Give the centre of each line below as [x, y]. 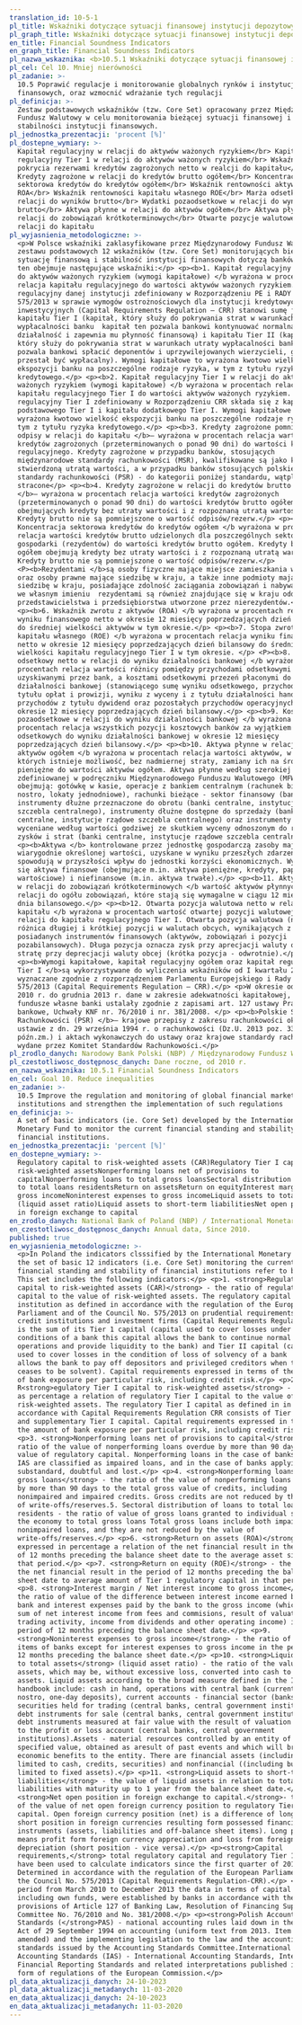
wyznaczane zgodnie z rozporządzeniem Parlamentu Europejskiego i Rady [155, 979]
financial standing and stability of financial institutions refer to [152, 1271]
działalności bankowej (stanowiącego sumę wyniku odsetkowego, [138, 686]
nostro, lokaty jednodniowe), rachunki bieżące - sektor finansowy [147, 795]
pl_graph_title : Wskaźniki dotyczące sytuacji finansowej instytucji [142, 34]
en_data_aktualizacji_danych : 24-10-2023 [88, 1998]
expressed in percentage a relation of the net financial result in [148, 1547]
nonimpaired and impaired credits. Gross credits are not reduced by [150, 1497]
